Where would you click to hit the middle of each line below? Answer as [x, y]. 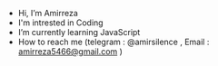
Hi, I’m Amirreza [48, 13]
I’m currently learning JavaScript [79, 32]
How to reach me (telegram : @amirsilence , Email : [114, 42]
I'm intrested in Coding [60, 23]
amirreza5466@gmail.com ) [70, 52]
